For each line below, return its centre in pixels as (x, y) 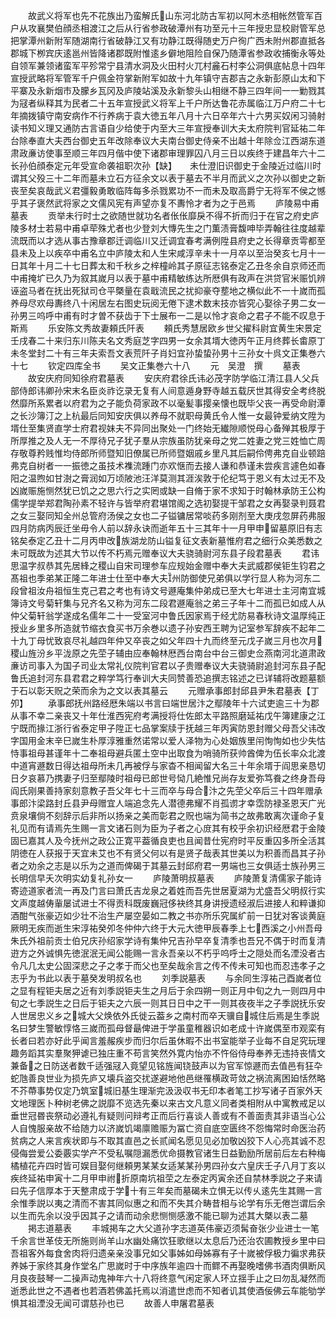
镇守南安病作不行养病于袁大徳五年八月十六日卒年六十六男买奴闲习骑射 (181, 115)
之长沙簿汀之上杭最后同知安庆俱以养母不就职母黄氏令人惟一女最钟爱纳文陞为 (168, 415)
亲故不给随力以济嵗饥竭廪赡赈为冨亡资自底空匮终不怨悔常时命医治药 (185, 1128)
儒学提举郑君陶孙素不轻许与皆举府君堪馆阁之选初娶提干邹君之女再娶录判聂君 (168, 503)
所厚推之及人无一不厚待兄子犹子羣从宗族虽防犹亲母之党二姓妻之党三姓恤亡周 (168, 440)
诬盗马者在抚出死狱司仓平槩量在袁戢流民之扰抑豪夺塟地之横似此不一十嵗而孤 (168, 290)
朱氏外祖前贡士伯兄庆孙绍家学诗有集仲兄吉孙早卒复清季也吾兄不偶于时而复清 (168, 940)
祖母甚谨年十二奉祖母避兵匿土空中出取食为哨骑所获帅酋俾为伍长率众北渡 (176, 753)
